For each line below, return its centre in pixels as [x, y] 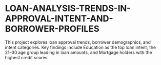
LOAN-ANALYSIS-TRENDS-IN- [68, 8]
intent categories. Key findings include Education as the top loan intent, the [80, 47]
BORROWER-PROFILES [52, 29]
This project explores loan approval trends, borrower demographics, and [78, 42]
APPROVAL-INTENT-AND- [59, 19]
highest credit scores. [27, 57]
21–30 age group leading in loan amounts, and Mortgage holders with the [79, 52]
